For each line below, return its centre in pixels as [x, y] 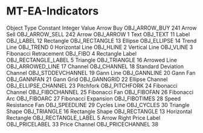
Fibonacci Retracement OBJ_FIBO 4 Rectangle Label [72, 53]
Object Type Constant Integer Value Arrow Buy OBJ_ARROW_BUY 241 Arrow [101, 28]
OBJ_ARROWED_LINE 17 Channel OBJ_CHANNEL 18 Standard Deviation [95, 66]
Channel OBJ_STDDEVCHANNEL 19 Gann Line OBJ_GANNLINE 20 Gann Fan [101, 73]
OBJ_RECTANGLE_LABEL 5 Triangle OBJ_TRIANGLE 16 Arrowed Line [92, 60]
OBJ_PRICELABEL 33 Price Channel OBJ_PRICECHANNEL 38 [82, 124]
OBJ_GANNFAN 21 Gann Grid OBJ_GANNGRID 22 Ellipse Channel [87, 79]
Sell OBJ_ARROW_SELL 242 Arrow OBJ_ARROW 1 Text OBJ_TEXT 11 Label [98, 34]
